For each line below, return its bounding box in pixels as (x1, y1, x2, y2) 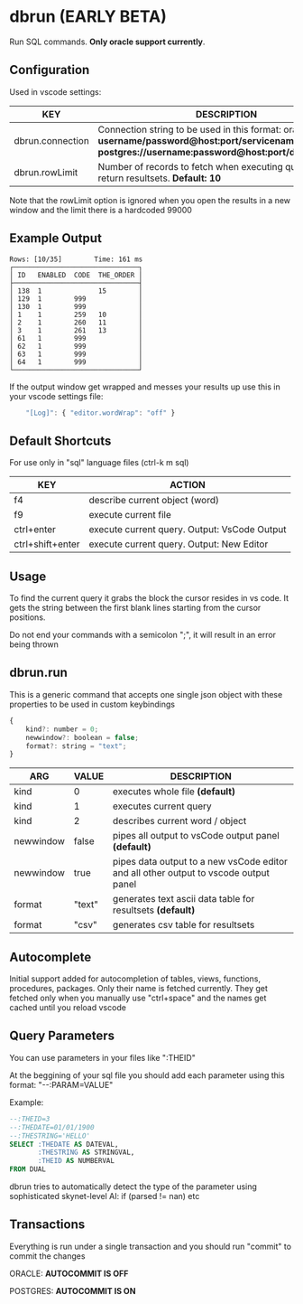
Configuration (9, 62, 90, 78)
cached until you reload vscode (9, 1002, 126, 1013)
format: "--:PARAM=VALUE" (9, 1079, 114, 1090)
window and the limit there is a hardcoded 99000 (9, 204, 192, 215)
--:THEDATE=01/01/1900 (9, 1122, 95, 1131)
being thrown (9, 639, 59, 650)
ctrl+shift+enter (14, 538, 80, 550)
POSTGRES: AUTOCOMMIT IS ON (9, 1285, 136, 1296)
